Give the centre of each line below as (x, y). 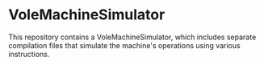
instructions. (29, 54)
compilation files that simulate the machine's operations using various (124, 45)
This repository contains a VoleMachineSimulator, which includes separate (132, 37)
